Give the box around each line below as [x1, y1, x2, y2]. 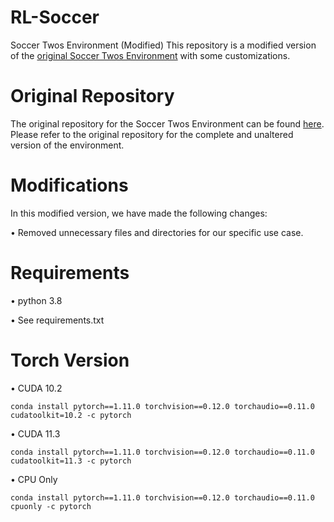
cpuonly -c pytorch [10, 501, 92, 511]
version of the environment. [10, 139, 125, 151]
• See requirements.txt [10, 314, 105, 326]
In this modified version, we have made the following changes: [10, 207, 268, 219]
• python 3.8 [10, 294, 63, 306]
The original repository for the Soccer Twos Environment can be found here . [10, 117, 325, 130]
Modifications [10, 174, 129, 197]
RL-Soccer [10, 6, 100, 29]
